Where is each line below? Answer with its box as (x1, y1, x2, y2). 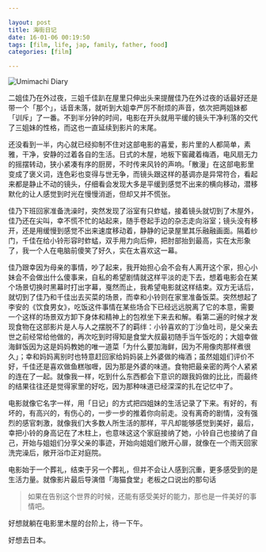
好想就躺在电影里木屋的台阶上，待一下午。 (8, 519, 147, 528)
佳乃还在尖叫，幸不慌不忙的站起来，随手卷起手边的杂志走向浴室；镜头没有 (8, 216, 251, 226)
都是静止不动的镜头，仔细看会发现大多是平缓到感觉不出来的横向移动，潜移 (14, 179, 258, 189)
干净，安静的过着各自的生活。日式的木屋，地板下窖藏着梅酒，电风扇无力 (21, 150, 258, 159)
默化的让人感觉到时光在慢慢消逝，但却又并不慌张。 (8, 190, 175, 199)
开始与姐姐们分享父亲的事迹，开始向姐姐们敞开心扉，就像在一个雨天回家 (21, 438, 258, 448)
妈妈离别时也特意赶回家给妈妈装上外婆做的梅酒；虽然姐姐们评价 (39, 352, 248, 362)
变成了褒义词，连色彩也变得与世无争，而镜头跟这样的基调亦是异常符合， (8, 170, 244, 179)
